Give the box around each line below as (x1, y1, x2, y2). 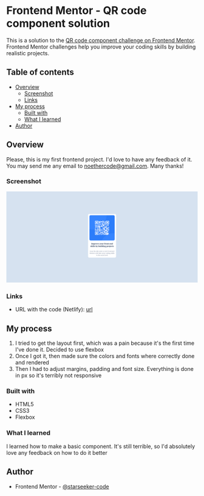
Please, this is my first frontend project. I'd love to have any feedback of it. (6, 155, 192, 163)
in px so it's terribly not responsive (15, 372, 102, 379)
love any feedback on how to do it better (6, 449, 107, 456)
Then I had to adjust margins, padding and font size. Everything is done (15, 365, 194, 373)
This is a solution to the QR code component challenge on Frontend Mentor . (6, 36, 195, 44)
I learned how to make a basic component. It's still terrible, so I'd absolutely (6, 443, 195, 450)
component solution (6, 16, 110, 30)
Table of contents (6, 67, 74, 78)
